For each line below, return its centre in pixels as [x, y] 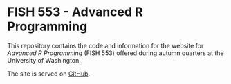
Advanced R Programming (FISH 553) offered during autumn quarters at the [115, 53]
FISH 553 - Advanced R [75, 12]
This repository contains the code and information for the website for [105, 45]
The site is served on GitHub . [49, 74]
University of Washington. [44, 60]
